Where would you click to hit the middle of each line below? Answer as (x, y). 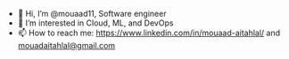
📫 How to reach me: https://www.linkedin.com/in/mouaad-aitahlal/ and (149, 33)
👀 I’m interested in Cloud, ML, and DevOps (95, 23)
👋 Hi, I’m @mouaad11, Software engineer (92, 14)
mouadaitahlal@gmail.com (66, 45)
